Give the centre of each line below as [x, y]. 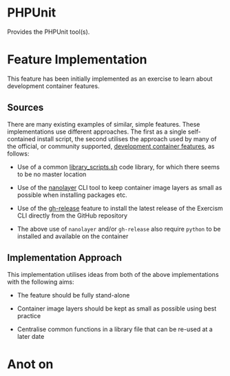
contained [21, 138]
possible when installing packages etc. [72, 195]
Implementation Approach [65, 258]
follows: [18, 154]
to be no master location [52, 174]
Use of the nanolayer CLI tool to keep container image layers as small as [119, 187]
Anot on [30, 364]
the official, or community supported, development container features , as [111, 146]
